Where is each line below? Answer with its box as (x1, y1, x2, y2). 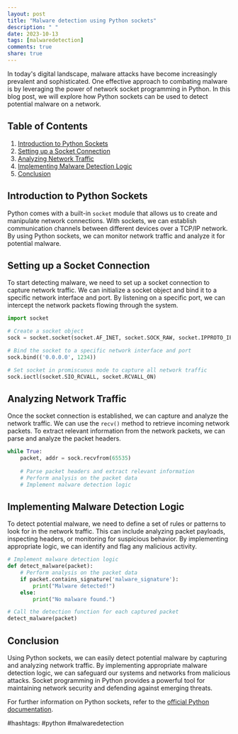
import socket (7, 315, 50, 322)
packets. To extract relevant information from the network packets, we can (7, 427, 225, 436)
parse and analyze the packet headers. (7, 434, 122, 443)
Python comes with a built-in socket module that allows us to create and (7, 209, 217, 217)
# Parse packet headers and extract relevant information (20, 468, 195, 475)
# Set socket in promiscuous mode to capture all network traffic (7, 367, 208, 374)
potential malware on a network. (7, 99, 101, 108)
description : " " (7, 23, 59, 31)
